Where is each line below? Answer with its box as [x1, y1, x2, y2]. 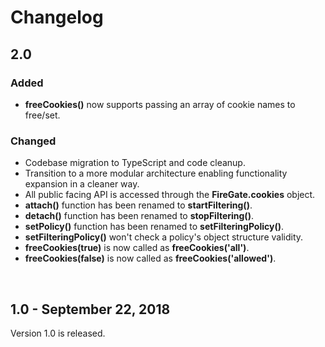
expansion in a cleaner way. [24, 178, 140, 190]
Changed [10, 134, 57, 148]
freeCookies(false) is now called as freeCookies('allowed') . [24, 252, 277, 265]
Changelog [10, 6, 104, 29]
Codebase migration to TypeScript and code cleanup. [24, 157, 246, 169]
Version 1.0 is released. [10, 327, 106, 339]
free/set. [24, 109, 61, 121]
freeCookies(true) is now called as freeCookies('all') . [24, 242, 250, 254]
